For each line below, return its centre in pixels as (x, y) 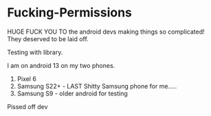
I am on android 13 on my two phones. (61, 65)
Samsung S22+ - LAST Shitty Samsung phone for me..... (97, 86)
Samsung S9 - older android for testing (73, 93)
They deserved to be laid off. (48, 38)
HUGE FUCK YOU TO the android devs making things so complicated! (106, 32)
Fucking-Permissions (70, 13)
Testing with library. (35, 52)
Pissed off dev (27, 106)
